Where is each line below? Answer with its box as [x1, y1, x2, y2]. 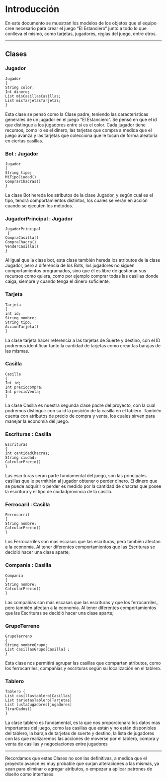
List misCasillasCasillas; [5, 93, 61, 98]
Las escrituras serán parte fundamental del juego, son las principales [5, 473, 147, 479]
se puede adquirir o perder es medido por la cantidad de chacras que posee [5, 483, 162, 489]
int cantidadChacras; [5, 451, 50, 456]
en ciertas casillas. [5, 137, 44, 143]
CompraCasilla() [5, 235, 39, 240]
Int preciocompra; [5, 385, 43, 390]
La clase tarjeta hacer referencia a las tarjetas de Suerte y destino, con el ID [5, 337, 161, 343]
